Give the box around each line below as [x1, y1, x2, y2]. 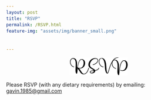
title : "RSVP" [6, 15, 41, 22]
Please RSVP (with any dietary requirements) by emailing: [6, 81, 146, 88]
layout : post [6, 9, 38, 15]
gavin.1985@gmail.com [6, 88, 62, 94]
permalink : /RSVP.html [6, 22, 62, 27]
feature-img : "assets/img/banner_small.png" [6, 28, 117, 34]
